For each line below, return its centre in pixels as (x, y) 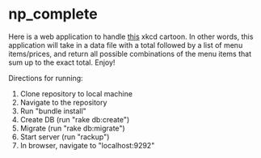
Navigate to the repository (63, 102)
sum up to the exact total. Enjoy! (62, 62)
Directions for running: (46, 78)
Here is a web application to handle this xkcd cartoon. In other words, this (131, 36)
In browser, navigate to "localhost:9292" (87, 145)
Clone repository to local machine (76, 93)
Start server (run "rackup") (65, 137)
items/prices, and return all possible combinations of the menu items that (130, 53)
